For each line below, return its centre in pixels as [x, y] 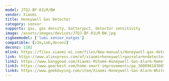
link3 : [12, 66]
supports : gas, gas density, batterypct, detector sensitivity [73, 29]
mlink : [12, 52]
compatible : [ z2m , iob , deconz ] [37, 43]
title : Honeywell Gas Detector [38, 19]
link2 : [12, 61]
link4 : [12, 71]
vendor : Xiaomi [21, 15]
